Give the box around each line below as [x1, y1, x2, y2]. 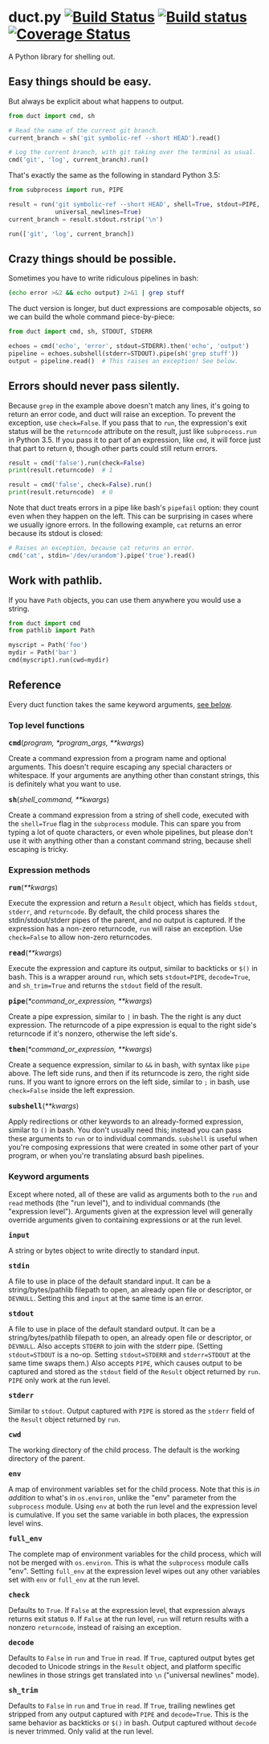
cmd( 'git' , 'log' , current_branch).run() [8, 156, 149, 164]
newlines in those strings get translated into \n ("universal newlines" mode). [8, 1670, 259, 1680]
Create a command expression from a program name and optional [8, 754, 226, 764]
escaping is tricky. [8, 845, 69, 854]
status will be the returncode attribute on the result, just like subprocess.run [8, 426, 257, 436]
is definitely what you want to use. [8, 780, 122, 789]
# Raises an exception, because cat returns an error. [8, 544, 196, 552]
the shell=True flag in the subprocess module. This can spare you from [8, 819, 241, 829]
